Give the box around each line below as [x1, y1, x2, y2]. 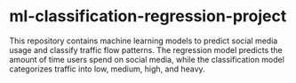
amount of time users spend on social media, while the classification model [9, 54, 284, 64]
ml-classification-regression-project [9, 6, 287, 26]
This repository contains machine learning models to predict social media [9, 35, 278, 46]
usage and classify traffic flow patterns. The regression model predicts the [9, 44, 283, 55]
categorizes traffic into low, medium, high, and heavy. [9, 64, 206, 74]
